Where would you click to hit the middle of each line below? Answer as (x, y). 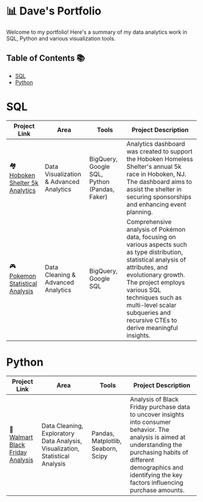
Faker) (98, 197)
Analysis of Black (154, 399)
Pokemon (23, 276)
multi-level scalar (152, 305)
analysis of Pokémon (156, 229)
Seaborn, (105, 448)
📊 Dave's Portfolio (54, 11)
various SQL (144, 289)
